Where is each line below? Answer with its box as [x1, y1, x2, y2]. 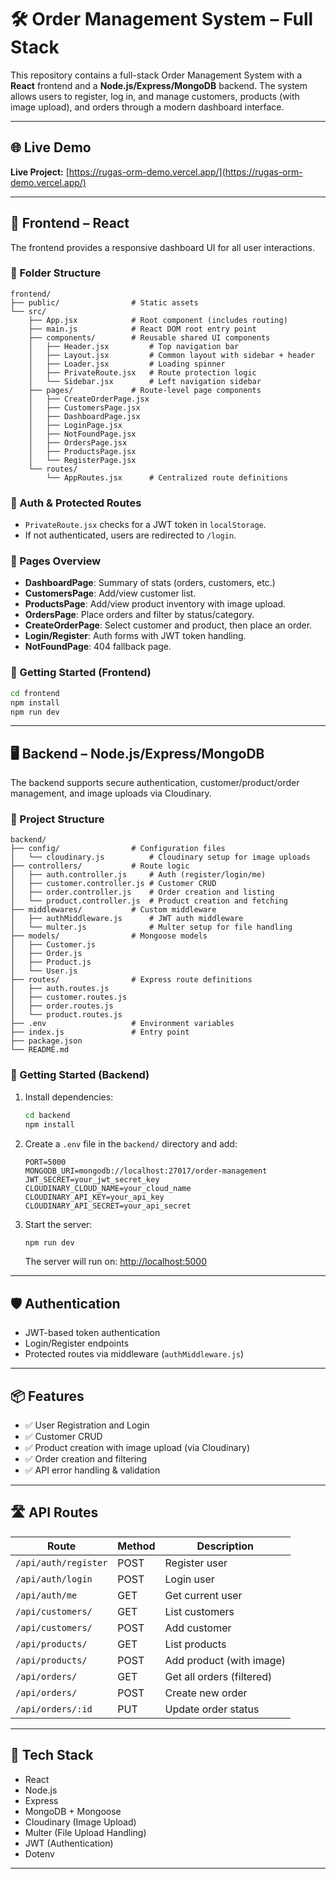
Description [196, 1539, 254, 1553]
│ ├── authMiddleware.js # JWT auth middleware [10, 914, 244, 924]
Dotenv [24, 1847, 55, 1860]
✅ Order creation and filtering [24, 1453, 148, 1465]
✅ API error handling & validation [24, 1464, 161, 1476]
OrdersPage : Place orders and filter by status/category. [24, 609, 255, 621]
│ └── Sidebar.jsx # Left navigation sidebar [28, 376, 262, 386]
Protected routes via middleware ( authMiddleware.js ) [24, 1348, 245, 1360]
